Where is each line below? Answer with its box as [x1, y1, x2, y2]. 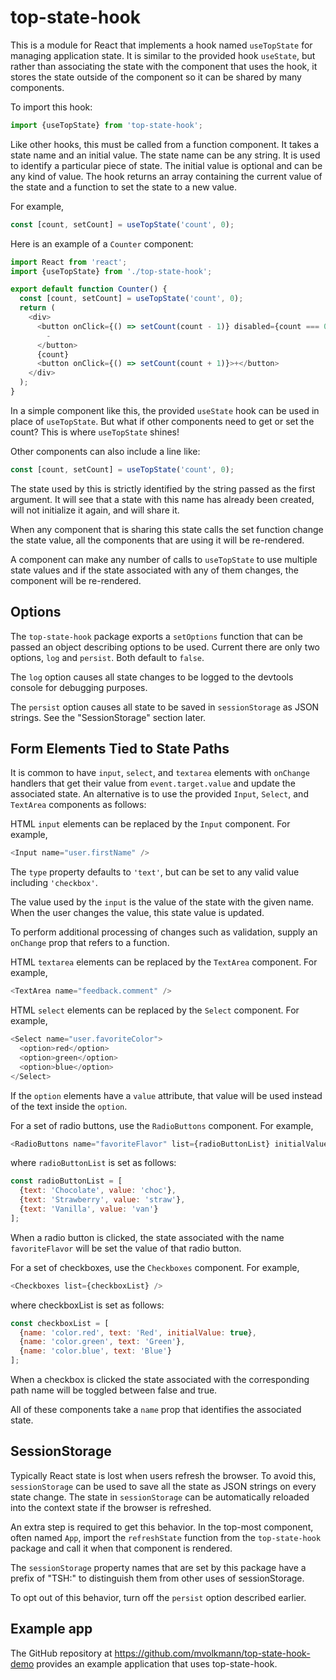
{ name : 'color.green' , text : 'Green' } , [19, 1337, 186, 1347]
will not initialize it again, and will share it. [10, 504, 180, 516]
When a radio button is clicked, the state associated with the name [10, 1231, 285, 1243]
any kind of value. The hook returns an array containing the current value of [10, 170, 323, 182]
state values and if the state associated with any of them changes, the [10, 564, 299, 576]
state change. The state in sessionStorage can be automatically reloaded [10, 1491, 310, 1503]
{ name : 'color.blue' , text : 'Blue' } [19, 1346, 172, 1356]
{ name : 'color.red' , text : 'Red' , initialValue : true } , [19, 1327, 257, 1338]
